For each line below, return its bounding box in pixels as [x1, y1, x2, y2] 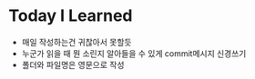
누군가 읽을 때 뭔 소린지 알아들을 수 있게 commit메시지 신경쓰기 [21, 47, 247, 59]
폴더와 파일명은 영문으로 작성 [21, 59, 125, 70]
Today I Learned [8, 5, 133, 26]
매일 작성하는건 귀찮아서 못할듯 [21, 36, 132, 47]
